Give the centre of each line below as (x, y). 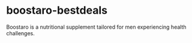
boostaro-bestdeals (57, 10)
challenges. (20, 33)
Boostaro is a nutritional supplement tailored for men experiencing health (97, 27)
